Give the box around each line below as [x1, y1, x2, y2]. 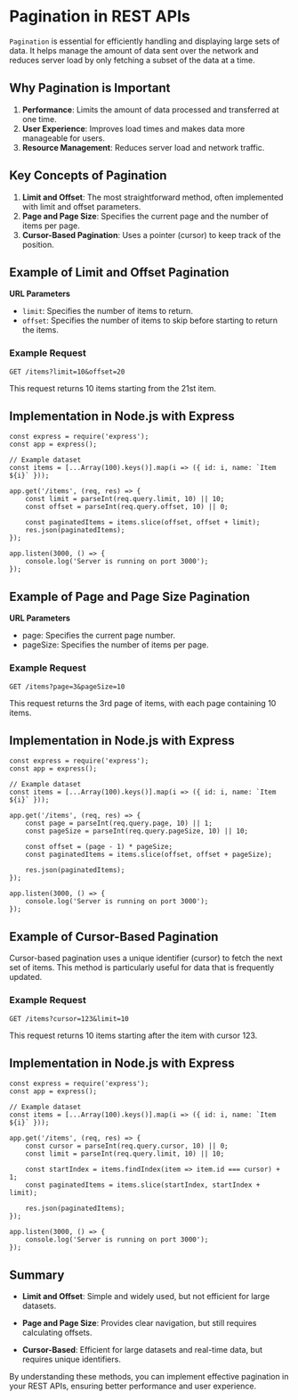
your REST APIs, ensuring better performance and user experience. [9, 1380, 257, 1392]
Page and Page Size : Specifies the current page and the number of [21, 210, 269, 221]
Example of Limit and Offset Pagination [9, 265, 230, 280]
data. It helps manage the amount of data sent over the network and [9, 45, 260, 55]
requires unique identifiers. [21, 1354, 122, 1365]
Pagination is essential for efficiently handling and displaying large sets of [9, 36, 280, 46]
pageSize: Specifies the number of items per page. [21, 639, 209, 650]
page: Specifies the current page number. [21, 630, 176, 641]
